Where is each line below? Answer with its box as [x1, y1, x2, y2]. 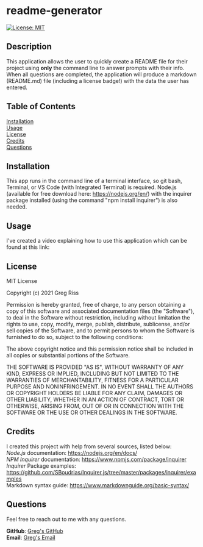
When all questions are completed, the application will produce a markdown [6, 71, 197, 78]
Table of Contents [6, 101, 76, 112]
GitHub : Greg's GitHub [6, 527, 63, 534]
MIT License [6, 277, 38, 284]
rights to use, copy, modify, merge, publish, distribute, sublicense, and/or [6, 321, 190, 327]
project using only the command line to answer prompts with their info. [6, 64, 185, 71]
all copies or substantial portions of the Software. [6, 352, 130, 359]
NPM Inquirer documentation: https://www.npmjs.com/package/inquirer [6, 456, 187, 463]
